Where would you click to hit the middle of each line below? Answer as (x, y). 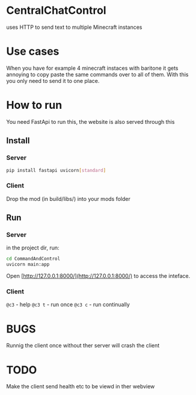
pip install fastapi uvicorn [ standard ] (56, 170)
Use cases (33, 51)
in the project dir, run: (33, 248)
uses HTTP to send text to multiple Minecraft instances (74, 27)
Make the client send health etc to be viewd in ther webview (81, 387)
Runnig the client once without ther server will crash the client (83, 346)
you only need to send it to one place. (53, 81)
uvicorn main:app (28, 265)
